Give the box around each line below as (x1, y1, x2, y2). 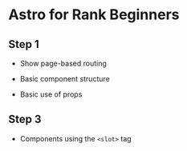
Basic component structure (19, 74, 110, 83)
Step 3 (8, 113, 42, 126)
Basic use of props (19, 89, 83, 99)
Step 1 (8, 38, 40, 51)
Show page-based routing (19, 58, 107, 68)
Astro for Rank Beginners (8, 6, 180, 24)
